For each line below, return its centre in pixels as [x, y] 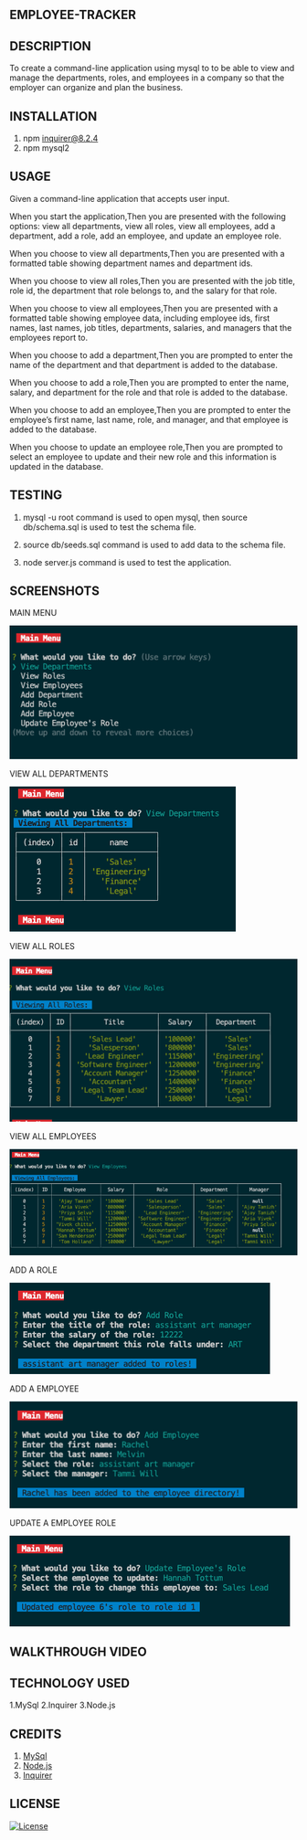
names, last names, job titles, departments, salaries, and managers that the [151, 327]
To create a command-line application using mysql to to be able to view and [152, 69]
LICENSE [35, 1804]
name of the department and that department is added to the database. [144, 365]
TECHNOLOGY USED [70, 1683]
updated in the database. [57, 466]
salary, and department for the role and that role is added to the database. [148, 392]
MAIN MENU [33, 613]
